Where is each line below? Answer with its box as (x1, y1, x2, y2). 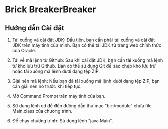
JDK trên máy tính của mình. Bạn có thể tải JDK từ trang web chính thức (12, 42, 162, 48)
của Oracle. (12, 48, 36, 53)
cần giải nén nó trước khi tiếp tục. (12, 83, 82, 89)
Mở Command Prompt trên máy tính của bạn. (12, 93, 106, 99)
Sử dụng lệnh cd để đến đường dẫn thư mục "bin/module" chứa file (12, 103, 152, 109)
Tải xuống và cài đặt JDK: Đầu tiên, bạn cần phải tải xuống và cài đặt (12, 37, 155, 43)
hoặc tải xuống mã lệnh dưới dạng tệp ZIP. (12, 68, 100, 74)
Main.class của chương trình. (12, 108, 73, 114)
